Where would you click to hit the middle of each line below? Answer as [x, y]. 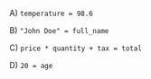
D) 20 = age [31, 65]
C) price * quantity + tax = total [76, 48]
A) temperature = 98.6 [51, 13]
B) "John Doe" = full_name [59, 30]
